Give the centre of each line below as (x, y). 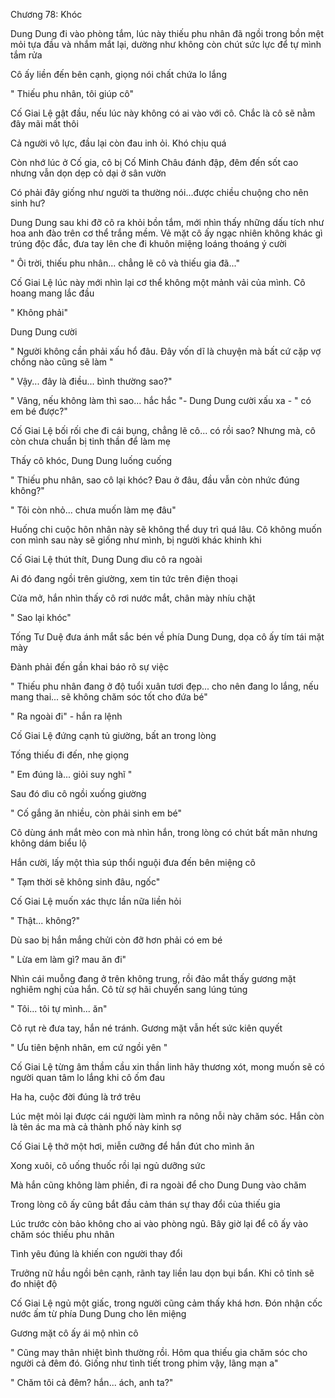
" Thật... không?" (45, 920)
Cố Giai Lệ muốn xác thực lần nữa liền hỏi (96, 901)
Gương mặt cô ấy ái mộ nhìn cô (74, 1333)
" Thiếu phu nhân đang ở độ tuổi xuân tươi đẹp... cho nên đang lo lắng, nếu (165, 686)
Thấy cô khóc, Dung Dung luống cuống (91, 460)
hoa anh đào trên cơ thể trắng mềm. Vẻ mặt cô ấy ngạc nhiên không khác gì (166, 233)
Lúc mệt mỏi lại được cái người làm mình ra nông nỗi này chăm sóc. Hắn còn (167, 1116)
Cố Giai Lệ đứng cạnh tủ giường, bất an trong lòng (113, 735)
